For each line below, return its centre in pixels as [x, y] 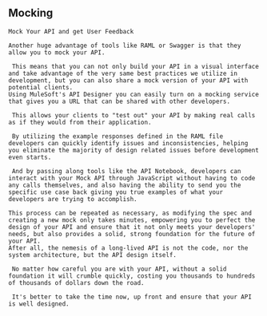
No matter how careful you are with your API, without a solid [119, 269]
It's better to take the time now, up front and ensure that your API [132, 297]
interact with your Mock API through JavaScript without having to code [132, 178]
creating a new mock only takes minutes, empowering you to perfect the [132, 220]
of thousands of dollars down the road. [77, 282]
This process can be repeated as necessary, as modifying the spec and [130, 213]
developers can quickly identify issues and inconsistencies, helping [128, 143]
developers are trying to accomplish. [73, 199]
